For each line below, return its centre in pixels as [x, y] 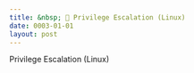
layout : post [34, 34]
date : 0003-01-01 [42, 26]
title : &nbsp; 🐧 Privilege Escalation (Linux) [97, 17]
